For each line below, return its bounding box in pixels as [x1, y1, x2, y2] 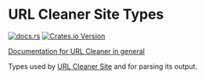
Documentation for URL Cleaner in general [8, 46, 145, 56]
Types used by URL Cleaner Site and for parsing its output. [8, 61, 198, 71]
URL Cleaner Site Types [8, 5, 164, 23]
